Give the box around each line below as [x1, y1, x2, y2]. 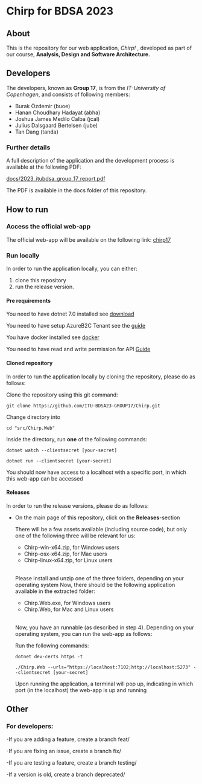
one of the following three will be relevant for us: [14, 532, 136, 539]
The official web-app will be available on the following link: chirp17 [6, 236, 171, 243]
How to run [6, 204, 49, 215]
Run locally [6, 251, 40, 259]
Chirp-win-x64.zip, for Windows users [24, 543, 119, 551]
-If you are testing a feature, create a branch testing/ [6, 759, 137, 766]
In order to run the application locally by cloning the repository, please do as [6, 373, 196, 380]
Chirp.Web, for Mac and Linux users [24, 606, 114, 613]
